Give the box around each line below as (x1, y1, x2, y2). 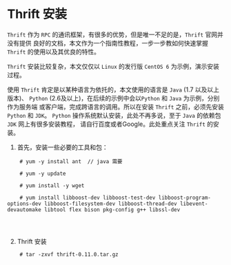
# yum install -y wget (19, 182, 85, 189)
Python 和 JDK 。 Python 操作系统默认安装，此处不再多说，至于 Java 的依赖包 (7, 111, 221, 119)
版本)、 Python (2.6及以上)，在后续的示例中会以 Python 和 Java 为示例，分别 (7, 94, 220, 102)
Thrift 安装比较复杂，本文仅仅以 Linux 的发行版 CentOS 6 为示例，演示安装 (7, 62, 219, 70)
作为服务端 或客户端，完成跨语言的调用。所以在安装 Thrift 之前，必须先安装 (7, 103, 224, 111)
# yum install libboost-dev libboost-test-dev (19, 194, 156, 201)
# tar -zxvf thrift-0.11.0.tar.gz (19, 251, 119, 258)
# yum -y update (19, 170, 67, 177)
